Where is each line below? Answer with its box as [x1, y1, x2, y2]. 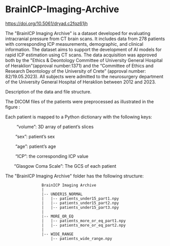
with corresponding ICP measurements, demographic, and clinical [5, 41, 144, 47]
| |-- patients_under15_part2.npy [41, 200, 119, 205]
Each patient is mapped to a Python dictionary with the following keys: [5, 113, 152, 120]
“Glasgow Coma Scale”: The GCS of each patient [14, 163, 117, 169]
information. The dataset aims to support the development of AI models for [5, 46, 162, 52]
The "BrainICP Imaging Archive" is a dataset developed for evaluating [5, 30, 151, 36]
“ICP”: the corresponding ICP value [15, 153, 89, 159]
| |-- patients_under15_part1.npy [41, 196, 119, 201]
